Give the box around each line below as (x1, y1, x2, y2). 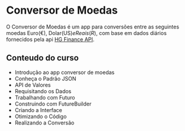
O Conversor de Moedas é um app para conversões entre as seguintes (6, 23, 180, 30)
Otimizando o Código (14, 113, 67, 120)
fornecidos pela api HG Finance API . (6, 36, 95, 43)
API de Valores (14, 81, 51, 88)
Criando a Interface (14, 106, 62, 113)
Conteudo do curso (6, 53, 79, 63)
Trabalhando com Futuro (14, 94, 75, 101)
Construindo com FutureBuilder (14, 100, 92, 107)
